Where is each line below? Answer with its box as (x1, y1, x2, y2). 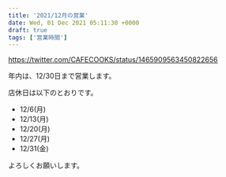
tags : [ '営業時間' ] (8, 33, 68, 42)
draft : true (8, 26, 47, 34)
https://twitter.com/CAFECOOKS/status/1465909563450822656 (8, 55, 219, 65)
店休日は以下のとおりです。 (8, 88, 98, 98)
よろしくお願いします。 (8, 160, 85, 170)
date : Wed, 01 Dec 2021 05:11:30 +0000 (8, 19, 140, 27)
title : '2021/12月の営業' (8, 11, 89, 20)
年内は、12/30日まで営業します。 (8, 72, 116, 81)
